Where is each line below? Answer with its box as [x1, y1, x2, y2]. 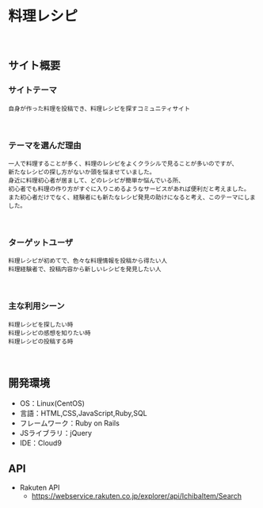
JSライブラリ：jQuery [19, 429, 93, 438]
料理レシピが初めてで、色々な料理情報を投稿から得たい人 [8, 257, 168, 265]
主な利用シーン [8, 300, 65, 311]
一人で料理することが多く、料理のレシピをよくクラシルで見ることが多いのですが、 [8, 159, 238, 167]
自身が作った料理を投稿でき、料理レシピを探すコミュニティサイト [8, 105, 191, 113]
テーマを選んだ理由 [8, 139, 82, 151]
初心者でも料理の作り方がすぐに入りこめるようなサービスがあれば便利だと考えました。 [8, 185, 250, 193]
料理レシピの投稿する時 [8, 338, 74, 346]
